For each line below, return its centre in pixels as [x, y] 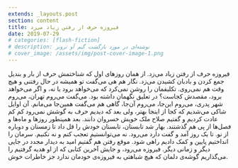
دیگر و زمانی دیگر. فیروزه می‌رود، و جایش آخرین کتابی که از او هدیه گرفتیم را [109, 149]
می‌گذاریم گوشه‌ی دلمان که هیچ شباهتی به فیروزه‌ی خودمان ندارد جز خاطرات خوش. [118, 156]
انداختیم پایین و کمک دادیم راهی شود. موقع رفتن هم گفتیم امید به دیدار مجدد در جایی [118, 141]
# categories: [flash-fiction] [54, 40]
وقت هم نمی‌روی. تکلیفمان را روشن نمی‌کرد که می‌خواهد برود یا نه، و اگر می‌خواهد [116, 89]
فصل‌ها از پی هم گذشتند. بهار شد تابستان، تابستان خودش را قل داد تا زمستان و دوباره [120, 126]
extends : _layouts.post [43, 14]
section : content [34, 21]
